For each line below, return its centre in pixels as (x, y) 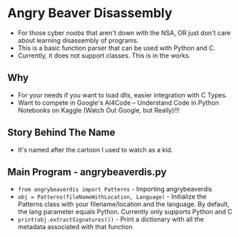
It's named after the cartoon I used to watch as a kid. (95, 149)
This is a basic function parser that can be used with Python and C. (117, 48)
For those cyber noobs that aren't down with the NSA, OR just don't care (124, 33)
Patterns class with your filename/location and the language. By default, (123, 204)
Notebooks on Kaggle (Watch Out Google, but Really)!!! (99, 110)
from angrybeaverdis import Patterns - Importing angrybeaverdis (115, 189)
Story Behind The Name (61, 133)
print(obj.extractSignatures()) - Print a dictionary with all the (111, 219)
